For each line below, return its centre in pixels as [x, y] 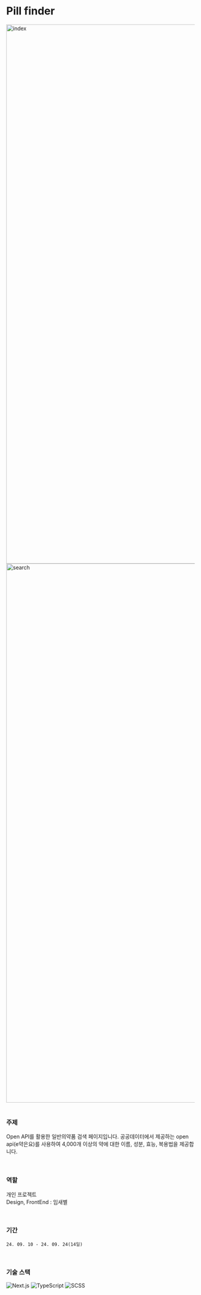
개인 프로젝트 [22, 1194]
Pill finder [31, 11]
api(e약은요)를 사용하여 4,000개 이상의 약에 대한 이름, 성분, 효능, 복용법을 [92, 1144]
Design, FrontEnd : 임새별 [37, 1202]
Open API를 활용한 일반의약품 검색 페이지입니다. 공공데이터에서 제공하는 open [98, 1137]
